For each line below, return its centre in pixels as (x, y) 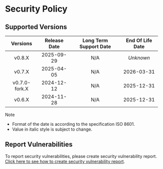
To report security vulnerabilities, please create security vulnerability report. (81, 156)
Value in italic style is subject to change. (52, 129)
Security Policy (36, 9)
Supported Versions (36, 27)
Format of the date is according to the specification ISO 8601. (73, 124)
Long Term (95, 41)
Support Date (95, 46)
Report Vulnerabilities (39, 144)
